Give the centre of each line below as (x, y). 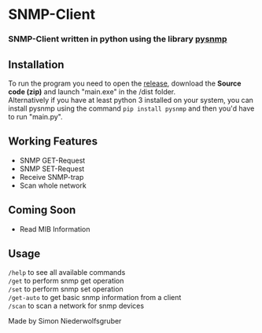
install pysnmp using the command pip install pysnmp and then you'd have (131, 108)
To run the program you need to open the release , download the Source (125, 83)
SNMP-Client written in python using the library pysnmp (118, 39)
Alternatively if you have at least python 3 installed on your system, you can (131, 100)
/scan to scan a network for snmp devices (76, 306)
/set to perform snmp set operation (66, 289)
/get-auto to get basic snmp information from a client (95, 298)
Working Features (53, 142)
